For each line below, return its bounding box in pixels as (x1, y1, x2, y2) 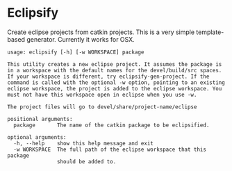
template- (196, 28, 224, 36)
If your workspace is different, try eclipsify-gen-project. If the (7, 73, 210, 80)
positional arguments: (7, 115, 73, 122)
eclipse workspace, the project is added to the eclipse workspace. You (7, 85, 222, 92)
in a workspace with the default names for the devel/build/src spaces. (7, 67, 222, 74)
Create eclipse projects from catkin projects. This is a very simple (7, 28, 195, 36)
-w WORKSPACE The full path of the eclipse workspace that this (13, 146, 207, 153)
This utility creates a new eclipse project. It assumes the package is (7, 60, 222, 67)
